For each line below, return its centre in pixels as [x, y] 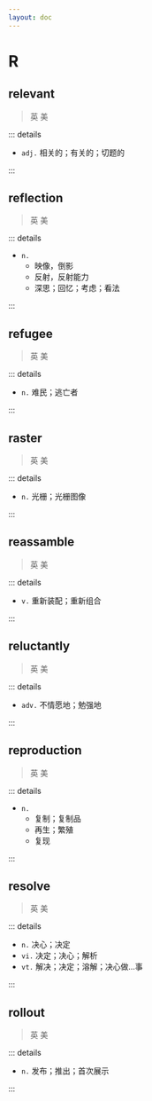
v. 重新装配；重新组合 [61, 601]
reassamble [42, 542]
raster [25, 438]
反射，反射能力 [61, 277]
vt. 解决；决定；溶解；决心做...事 [82, 967]
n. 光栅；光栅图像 [53, 497]
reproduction [45, 751]
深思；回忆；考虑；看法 [77, 288]
